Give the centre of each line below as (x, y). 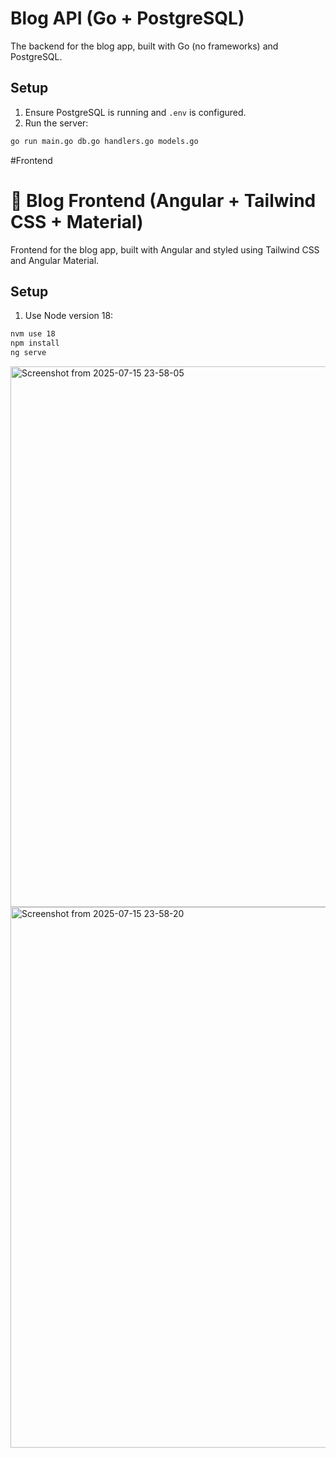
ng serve (28, 353)
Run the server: (56, 123)
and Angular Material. (55, 260)
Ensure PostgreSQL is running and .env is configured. (135, 112)
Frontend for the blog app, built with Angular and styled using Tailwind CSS (165, 249)
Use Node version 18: (69, 316)
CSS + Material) (77, 221)
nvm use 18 (33, 334)
